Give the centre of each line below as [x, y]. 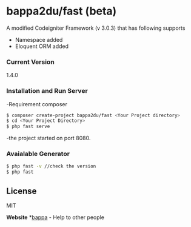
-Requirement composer [37, 104]
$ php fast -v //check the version [51, 166]
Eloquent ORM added [42, 46]
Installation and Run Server [47, 91]
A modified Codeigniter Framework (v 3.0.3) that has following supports [96, 28]
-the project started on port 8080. [49, 138]
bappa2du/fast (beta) [62, 11]
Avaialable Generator [38, 154]
